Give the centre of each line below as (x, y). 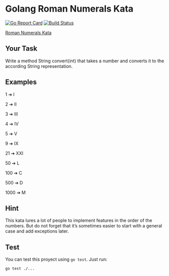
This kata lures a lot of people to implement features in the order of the (79, 220)
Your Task (21, 49)
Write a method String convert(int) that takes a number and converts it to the (85, 61)
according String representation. (39, 66)
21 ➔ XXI (14, 153)
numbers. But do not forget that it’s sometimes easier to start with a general (84, 226)
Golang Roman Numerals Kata (69, 9)
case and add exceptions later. (37, 231)
